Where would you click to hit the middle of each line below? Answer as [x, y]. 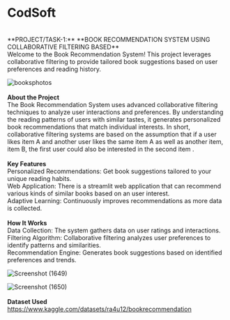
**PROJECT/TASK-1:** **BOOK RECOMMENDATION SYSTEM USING [109, 39]
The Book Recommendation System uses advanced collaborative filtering [113, 104]
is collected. [25, 208]
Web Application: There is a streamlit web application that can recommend [114, 186]
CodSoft [32, 13]
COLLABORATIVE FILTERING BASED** [63, 47]
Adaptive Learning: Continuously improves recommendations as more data [115, 200]
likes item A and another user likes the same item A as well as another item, [115, 141]
